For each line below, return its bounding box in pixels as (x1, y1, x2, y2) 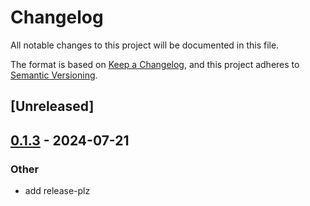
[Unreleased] (10, 98, 95, 115)
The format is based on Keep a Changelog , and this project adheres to (10, 58, 300, 70)
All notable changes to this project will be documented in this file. (10, 39, 280, 51)
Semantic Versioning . (10, 69, 98, 81)
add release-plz (24, 185, 91, 197)
